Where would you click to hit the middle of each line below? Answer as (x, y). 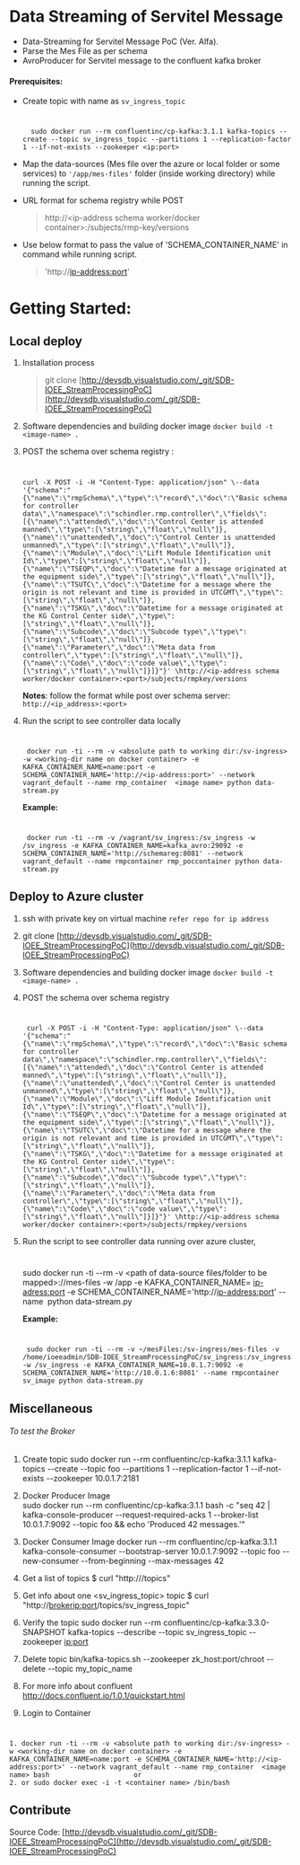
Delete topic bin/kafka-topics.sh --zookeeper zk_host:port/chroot (143, 1658)
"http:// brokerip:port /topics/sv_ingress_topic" (106, 1604)
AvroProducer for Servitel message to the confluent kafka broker (141, 60)
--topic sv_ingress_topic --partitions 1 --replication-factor (171, 140)
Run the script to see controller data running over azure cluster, (139, 1241)
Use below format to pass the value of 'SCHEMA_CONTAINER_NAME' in (155, 245)
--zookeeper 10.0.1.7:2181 (93, 1478)
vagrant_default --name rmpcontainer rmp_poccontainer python (141, 861)
